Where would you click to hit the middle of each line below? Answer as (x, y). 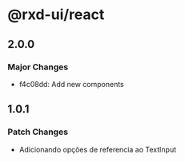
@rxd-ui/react (56, 15)
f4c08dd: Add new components (72, 84)
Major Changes (38, 67)
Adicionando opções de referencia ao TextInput (98, 149)
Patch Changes (38, 132)
